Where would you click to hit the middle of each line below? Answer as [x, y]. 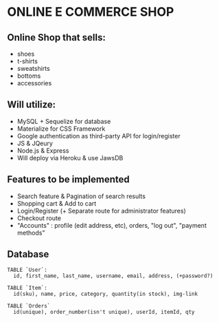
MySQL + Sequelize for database [64, 121]
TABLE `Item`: [27, 288]
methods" [31, 233]
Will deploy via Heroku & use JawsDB [70, 158]
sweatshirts [33, 68]
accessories [34, 83]
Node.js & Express [43, 150]
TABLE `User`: [27, 270]
